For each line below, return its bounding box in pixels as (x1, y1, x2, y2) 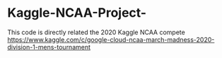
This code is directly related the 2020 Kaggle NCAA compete (7, 28, 185, 36)
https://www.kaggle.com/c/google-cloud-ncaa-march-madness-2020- (7, 35, 215, 43)
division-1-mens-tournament (7, 43, 90, 51)
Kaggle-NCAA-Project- (7, 5, 147, 21)
